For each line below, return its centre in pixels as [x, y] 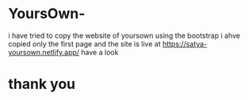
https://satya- [185, 43]
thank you [42, 84]
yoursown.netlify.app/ [44, 52]
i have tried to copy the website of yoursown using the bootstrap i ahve [124, 35]
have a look [100, 52]
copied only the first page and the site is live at [84, 43]
